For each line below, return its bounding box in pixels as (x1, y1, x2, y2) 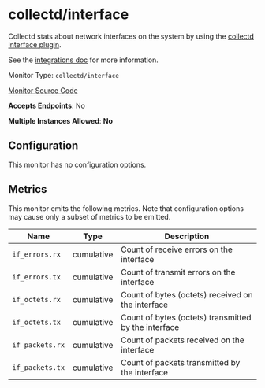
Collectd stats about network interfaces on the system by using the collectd (8, 31, 255, 41)
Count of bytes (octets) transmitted (121, 312, 252, 323)
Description (164, 231, 210, 242)
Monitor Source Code (8, 85, 78, 95)
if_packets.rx (12, 340, 65, 349)
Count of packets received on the (121, 334, 244, 346)
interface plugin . (8, 39, 62, 49)
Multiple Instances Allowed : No (8, 116, 113, 125)
